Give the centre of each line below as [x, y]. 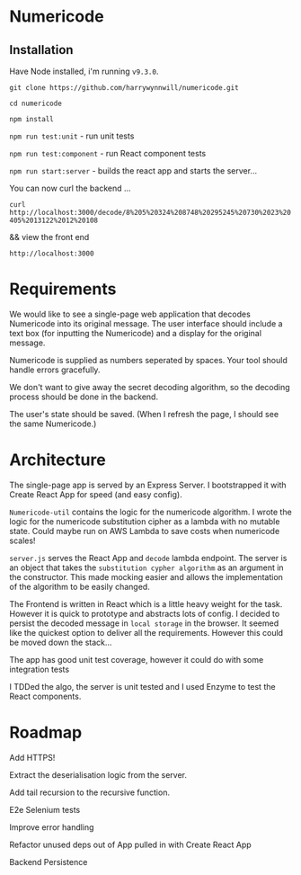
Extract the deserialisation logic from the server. [98, 774]
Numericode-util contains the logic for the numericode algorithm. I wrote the [150, 512]
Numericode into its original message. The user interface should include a [146, 323]
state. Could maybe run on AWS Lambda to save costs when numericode [145, 531]
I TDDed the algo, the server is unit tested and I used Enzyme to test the [142, 686]
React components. [45, 696]
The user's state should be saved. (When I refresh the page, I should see [144, 414]
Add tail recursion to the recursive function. [90, 792]
